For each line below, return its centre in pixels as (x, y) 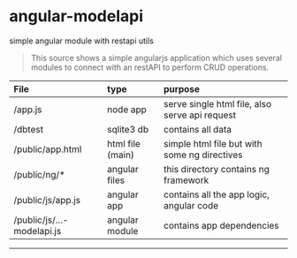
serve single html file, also (217, 103)
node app (127, 110)
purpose (182, 88)
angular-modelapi (76, 16)
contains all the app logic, (216, 194)
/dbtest (29, 129)
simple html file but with (213, 143)
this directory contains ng (216, 169)
